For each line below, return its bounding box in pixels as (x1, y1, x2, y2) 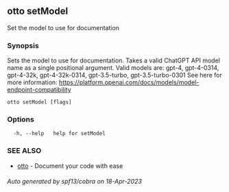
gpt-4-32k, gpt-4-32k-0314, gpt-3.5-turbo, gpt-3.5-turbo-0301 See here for (7, 71, 223, 80)
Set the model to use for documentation (7, 23, 120, 32)
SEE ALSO (7, 146, 42, 156)
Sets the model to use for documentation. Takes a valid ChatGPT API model (7, 56, 221, 64)
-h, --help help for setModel (13, 130, 106, 137)
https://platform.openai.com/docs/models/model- (58, 78, 200, 86)
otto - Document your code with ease (16, 161, 123, 170)
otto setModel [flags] (7, 99, 72, 106)
